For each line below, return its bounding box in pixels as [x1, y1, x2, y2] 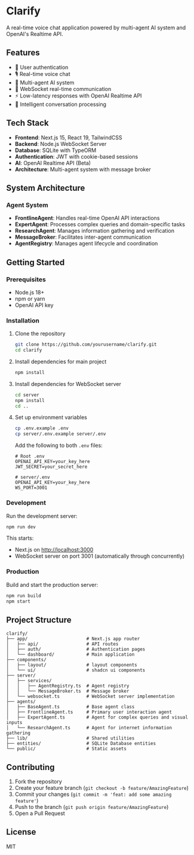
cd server [14, 392, 40, 398]
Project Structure [6, 614, 72, 625]
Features [6, 48, 40, 58]
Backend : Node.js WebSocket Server [14, 140, 107, 147]
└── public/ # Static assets [6, 746, 127, 752]
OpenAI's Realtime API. [6, 30, 63, 37]
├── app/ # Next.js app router [6, 636, 140, 642]
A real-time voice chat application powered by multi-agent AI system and [6, 24, 186, 31]
